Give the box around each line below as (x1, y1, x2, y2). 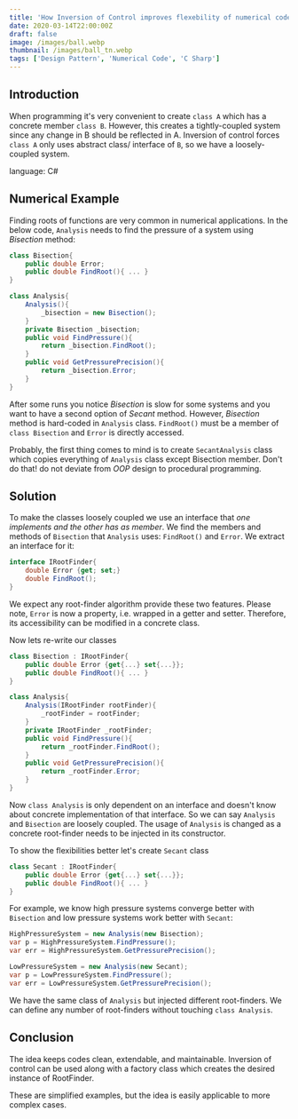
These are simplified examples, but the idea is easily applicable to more (9, 1090, 271, 1100)
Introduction (9, 87, 80, 102)
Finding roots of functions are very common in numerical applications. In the (9, 215, 288, 226)
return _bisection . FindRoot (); (41, 341, 157, 351)
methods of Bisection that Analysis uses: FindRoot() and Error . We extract (9, 531, 286, 542)
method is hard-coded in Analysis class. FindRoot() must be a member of (9, 417, 279, 428)
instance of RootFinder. (9, 1072, 95, 1083)
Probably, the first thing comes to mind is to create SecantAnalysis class (9, 444, 273, 455)
